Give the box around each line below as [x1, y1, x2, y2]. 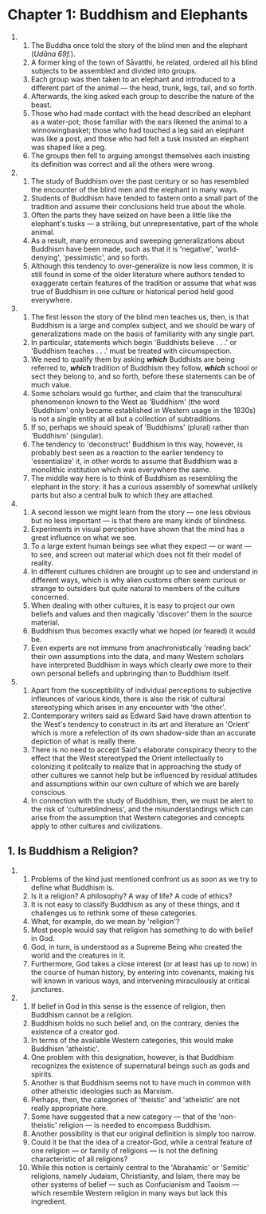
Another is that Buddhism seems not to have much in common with [30, 1077, 252, 1087]
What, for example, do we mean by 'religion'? [30, 916, 180, 926]
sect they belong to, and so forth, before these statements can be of [30, 371, 256, 381]
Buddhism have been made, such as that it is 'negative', [30, 244, 214, 253]
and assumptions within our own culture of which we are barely [30, 779, 240, 788]
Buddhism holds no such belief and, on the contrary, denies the [30, 1018, 240, 1028]
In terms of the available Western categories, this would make [30, 1035, 234, 1045]
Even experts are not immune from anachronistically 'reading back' [30, 643, 252, 653]
